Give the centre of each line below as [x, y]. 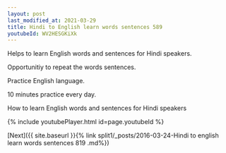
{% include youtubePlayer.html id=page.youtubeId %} [86, 122]
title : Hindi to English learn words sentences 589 [85, 27]
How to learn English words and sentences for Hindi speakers [97, 108]
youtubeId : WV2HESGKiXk [42, 33]
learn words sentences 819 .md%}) [58, 143]
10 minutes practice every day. [52, 94]
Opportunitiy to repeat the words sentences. [72, 67]
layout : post [26, 14]
